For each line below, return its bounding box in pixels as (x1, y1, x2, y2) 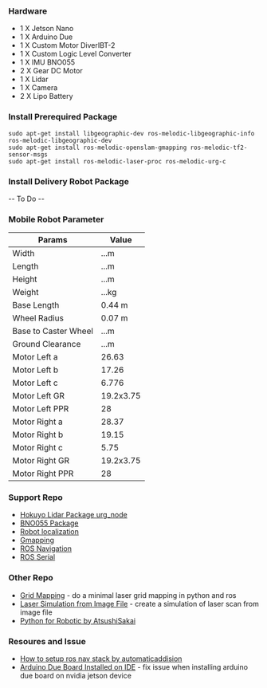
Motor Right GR (12, 455, 70, 466)
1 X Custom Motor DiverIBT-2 (19, 41, 116, 50)
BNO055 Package (19, 518, 79, 528)
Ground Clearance (12, 339, 81, 350)
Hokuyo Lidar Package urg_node (19, 510, 128, 520)
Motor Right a (12, 416, 63, 427)
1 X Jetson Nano (19, 24, 74, 33)
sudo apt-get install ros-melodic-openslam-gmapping (8, 143, 187, 151)
